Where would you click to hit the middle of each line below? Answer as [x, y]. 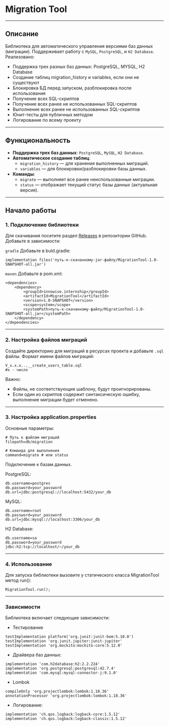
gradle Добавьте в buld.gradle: [38, 251]
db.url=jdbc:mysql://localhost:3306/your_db [53, 519]
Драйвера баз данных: [37, 655]
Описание [22, 34]
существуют [26, 82]
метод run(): [18, 580]
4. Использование [29, 564]
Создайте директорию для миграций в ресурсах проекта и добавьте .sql [84, 351]
